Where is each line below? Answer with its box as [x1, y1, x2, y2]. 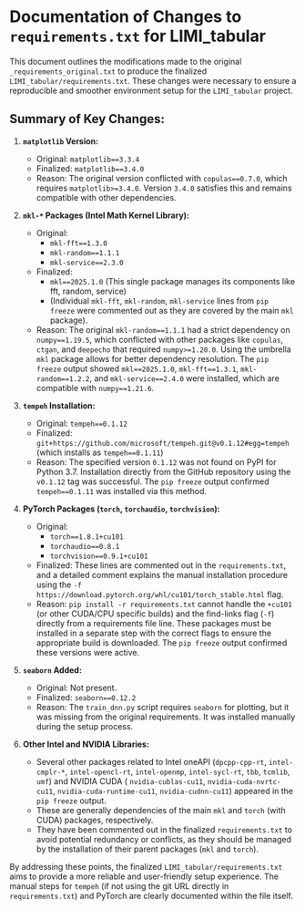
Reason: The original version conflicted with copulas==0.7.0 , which [36, 172, 289, 183]
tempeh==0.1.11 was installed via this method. [36, 485, 208, 496]
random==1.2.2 [36, 374, 90, 384]
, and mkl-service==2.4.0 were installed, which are [89, 372, 280, 384]
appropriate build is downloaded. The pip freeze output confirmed [36, 636, 288, 648]
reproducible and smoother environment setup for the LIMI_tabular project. [9, 85, 293, 96]
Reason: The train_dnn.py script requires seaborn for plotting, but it [36, 701, 290, 712]
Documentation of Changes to [9, 6, 242, 27]
